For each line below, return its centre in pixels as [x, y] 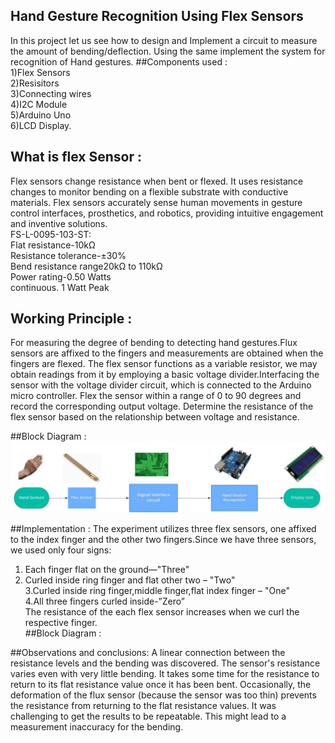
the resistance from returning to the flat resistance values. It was [143, 705]
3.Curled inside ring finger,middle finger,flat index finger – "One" [157, 590]
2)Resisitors [35, 83]
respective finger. [61, 622]
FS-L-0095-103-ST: [51, 234]
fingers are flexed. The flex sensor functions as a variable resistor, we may [164, 364]
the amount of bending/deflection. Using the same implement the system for [168, 51]
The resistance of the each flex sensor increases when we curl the [162, 611]
